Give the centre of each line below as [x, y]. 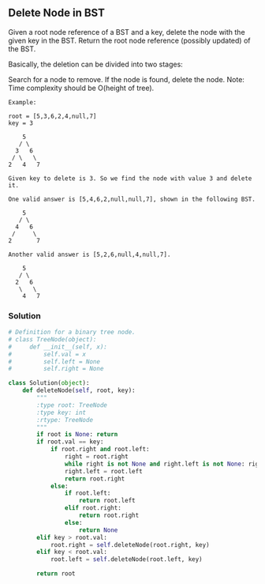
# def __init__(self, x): [58, 347]
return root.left [107, 501]
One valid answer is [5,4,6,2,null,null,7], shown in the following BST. [132, 199]
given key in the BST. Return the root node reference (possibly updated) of [129, 40]
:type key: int [62, 413]
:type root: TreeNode [72, 405]
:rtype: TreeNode [65, 420]
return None [98, 530]
